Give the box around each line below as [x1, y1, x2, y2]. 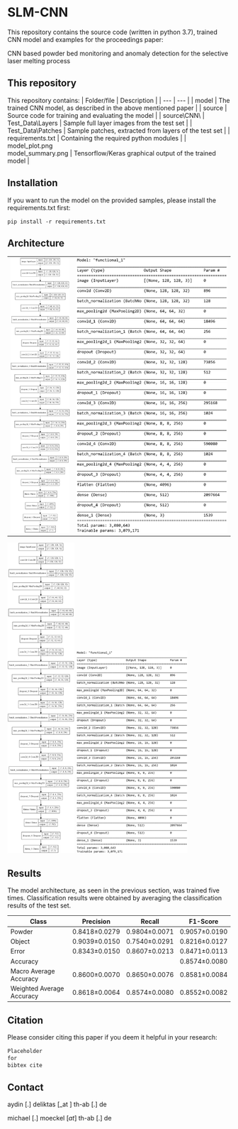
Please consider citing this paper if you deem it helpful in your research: [7, 1033, 217, 1042]
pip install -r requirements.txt [7, 218, 106, 225]
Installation [7, 177, 58, 189]
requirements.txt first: [7, 203, 71, 212]
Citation [7, 1014, 44, 1026]
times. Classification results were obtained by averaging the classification [7, 894, 222, 902]
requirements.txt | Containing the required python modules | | [7, 133, 186, 142]
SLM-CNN [7, 4, 69, 21]
